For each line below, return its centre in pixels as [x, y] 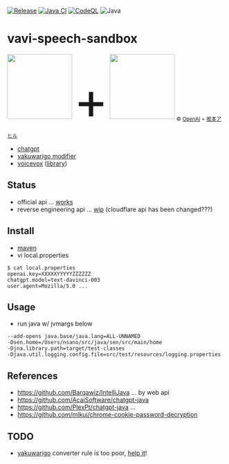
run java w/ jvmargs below [55, 324]
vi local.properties [43, 255]
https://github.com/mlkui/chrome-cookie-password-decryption [108, 415]
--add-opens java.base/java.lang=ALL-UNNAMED [74, 337]
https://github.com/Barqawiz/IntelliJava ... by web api [93, 393]
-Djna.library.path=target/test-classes [66, 349]
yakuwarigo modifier [47, 156]
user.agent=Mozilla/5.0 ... [48, 286]
